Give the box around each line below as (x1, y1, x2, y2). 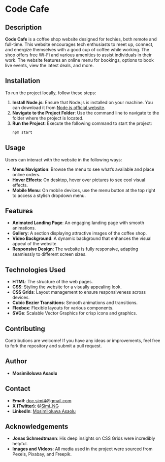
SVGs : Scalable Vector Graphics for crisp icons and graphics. (12, 310, 137, 316)
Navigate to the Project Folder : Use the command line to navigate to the (12, 110, 159, 115)
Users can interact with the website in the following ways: (5, 156, 122, 162)
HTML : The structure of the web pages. (12, 279, 93, 285)
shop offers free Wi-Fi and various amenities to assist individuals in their (5, 52, 152, 58)
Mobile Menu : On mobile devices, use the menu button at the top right (12, 187, 156, 193)
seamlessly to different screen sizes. (12, 251, 87, 257)
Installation (5, 77, 40, 85)
